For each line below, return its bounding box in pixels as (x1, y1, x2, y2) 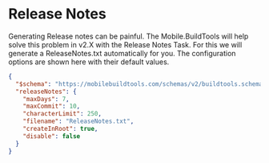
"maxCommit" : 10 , (22, 102, 81, 111)
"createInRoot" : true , (22, 125, 98, 133)
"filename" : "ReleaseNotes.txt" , (22, 117, 134, 125)
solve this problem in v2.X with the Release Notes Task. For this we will (8, 39, 243, 49)
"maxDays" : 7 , (22, 95, 70, 103)
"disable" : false (22, 132, 81, 141)
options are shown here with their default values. (8, 57, 170, 67)
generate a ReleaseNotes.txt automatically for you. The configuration (8, 48, 236, 58)
